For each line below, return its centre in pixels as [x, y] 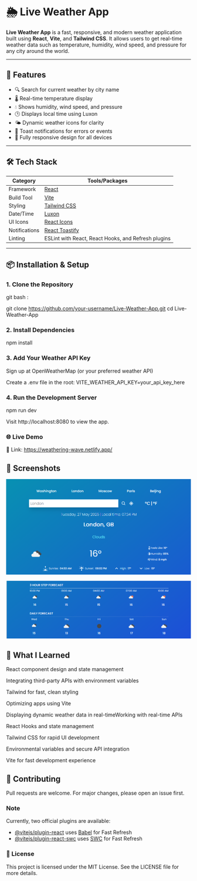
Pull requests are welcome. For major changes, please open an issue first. [95, 793]
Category [24, 181]
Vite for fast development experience [51, 761]
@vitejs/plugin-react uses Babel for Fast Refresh [73, 832]
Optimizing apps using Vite [39, 704]
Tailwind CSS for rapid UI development [53, 738]
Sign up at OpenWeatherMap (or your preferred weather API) [80, 371]
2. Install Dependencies [40, 330]
